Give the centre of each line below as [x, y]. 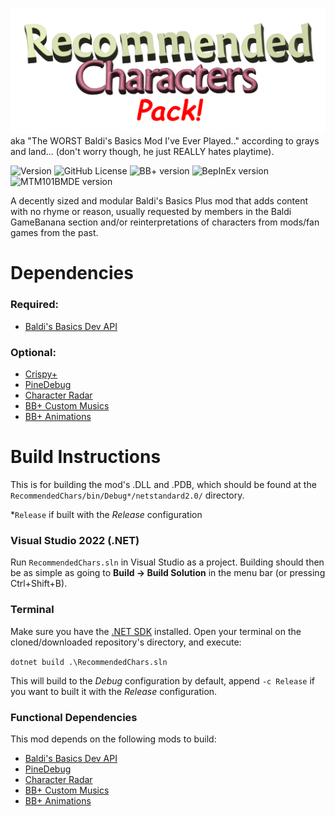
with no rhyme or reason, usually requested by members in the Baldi [151, 212]
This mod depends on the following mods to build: [113, 739]
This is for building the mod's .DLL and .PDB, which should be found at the [163, 485]
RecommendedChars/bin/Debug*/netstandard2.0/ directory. [127, 495]
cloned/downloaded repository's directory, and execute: [126, 642]
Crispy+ [41, 374]
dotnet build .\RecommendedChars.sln [89, 662]
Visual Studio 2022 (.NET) [75, 540]
